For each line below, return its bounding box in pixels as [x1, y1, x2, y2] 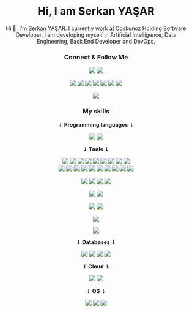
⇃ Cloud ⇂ [82, 262, 110, 270]
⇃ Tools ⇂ [83, 145, 109, 153]
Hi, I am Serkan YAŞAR [37, 4, 155, 18]
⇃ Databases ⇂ [76, 238, 116, 246]
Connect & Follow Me [64, 53, 128, 61]
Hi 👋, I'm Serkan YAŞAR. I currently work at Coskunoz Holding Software [6, 25, 186, 32]
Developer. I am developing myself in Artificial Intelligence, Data [15, 31, 177, 38]
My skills [82, 107, 110, 116]
